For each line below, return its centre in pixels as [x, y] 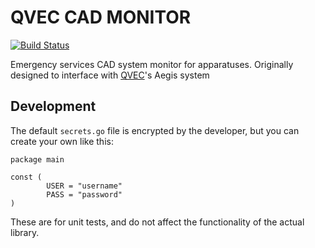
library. [25, 232]
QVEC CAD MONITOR [101, 17]
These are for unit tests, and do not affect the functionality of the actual [157, 222]
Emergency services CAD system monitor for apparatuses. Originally [152, 64]
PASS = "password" [84, 194]
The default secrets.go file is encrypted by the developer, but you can [155, 130]
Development [53, 106]
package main [37, 159]
